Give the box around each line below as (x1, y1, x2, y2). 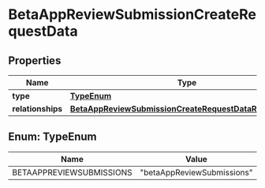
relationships (12, 103, 63, 114)
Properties (8, 54, 62, 67)
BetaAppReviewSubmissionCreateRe (8, 6, 256, 24)
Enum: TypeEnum (8, 130, 97, 144)
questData (8, 22, 78, 40)
